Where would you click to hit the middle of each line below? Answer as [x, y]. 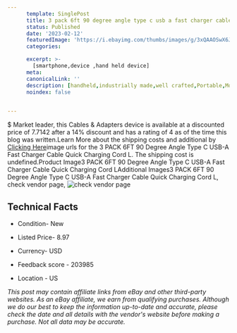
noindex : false [48, 92]
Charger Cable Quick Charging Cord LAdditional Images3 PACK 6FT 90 [111, 170]
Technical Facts [43, 207]
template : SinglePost [58, 14]
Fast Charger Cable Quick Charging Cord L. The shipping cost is [101, 155]
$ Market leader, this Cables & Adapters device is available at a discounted [116, 125]
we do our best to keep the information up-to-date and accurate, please [113, 306]
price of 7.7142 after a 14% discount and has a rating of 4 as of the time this [117, 132]
